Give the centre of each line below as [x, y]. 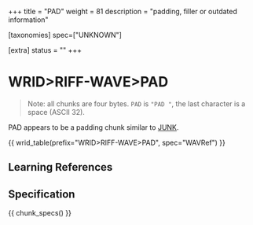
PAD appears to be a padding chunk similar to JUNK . [93, 127]
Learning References [60, 167]
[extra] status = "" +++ [45, 50]
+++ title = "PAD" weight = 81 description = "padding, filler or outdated [123, 11]
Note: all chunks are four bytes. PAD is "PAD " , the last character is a [136, 103]
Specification [42, 194]
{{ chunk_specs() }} [40, 213]
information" [28, 20]
